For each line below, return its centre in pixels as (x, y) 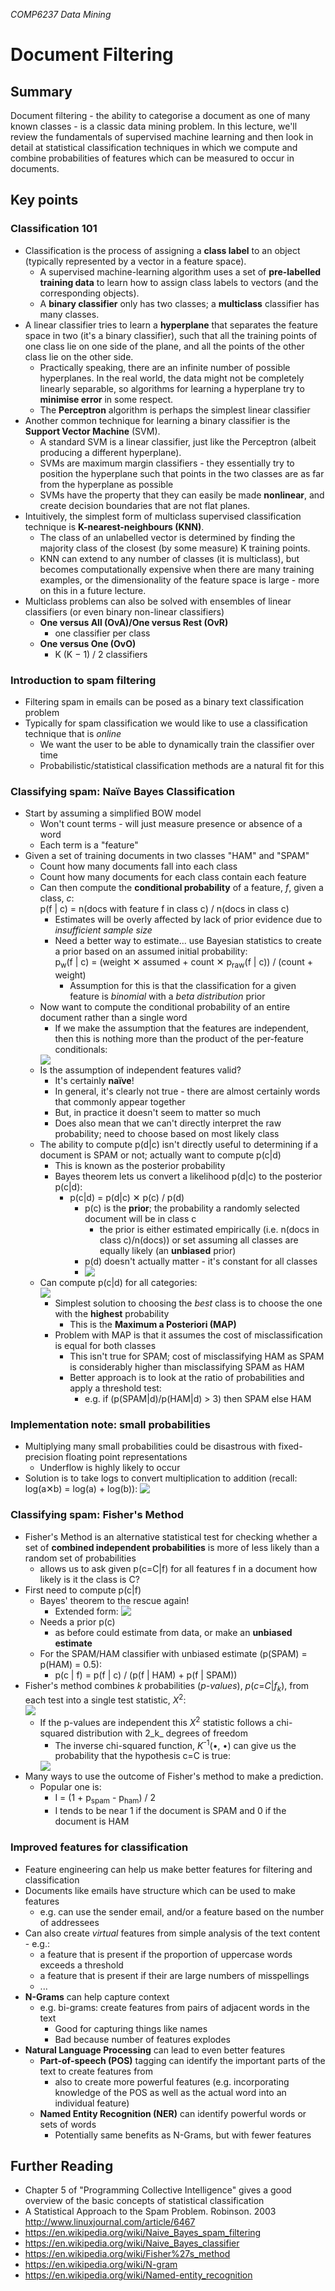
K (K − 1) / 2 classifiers (101, 654)
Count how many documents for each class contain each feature (173, 877)
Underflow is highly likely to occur (110, 1468)
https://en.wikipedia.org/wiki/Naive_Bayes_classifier (132, 2243)
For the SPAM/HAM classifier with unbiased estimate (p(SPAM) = (173, 1653)
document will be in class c (140, 1219)
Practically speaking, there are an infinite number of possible (165, 367)
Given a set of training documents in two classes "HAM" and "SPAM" (167, 856)
